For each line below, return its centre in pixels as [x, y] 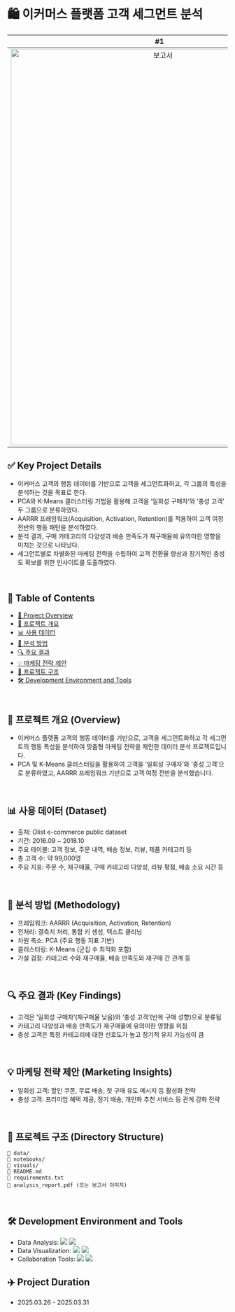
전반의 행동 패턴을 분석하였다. [58, 527]
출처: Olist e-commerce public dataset [72, 832]
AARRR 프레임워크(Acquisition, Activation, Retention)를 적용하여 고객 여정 [120, 518]
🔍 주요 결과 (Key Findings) [64, 996]
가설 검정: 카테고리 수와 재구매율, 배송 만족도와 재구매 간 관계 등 [104, 958]
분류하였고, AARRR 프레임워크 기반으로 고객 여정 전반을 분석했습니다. [119, 773]
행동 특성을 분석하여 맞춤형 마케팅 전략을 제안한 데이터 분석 [111, 747]
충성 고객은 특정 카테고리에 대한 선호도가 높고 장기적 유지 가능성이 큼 [111, 1034]
